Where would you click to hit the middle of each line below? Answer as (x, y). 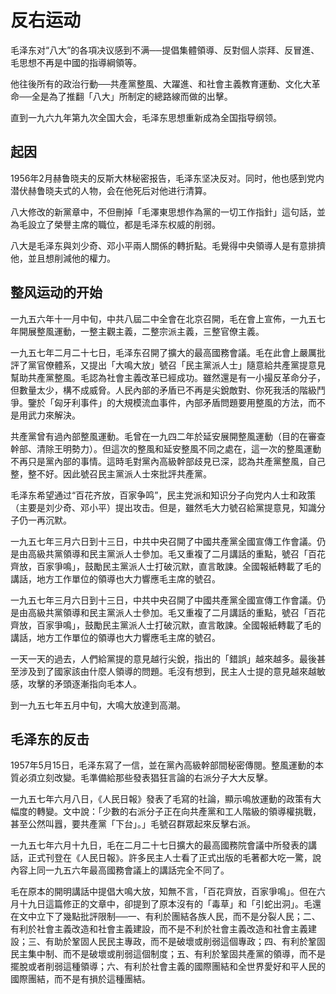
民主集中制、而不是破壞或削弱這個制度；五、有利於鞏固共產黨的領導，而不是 (168, 954)
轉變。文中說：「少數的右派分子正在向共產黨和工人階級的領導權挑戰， (179, 812)
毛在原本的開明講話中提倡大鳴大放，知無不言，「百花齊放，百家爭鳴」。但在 (163, 892)
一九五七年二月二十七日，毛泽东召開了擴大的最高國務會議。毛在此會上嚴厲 (163, 352)
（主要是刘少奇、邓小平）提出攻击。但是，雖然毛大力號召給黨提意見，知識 (163, 507)
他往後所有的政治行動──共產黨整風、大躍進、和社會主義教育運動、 (148, 83)
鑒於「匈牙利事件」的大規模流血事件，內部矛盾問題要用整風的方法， (167, 402)
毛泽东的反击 (50, 739)
